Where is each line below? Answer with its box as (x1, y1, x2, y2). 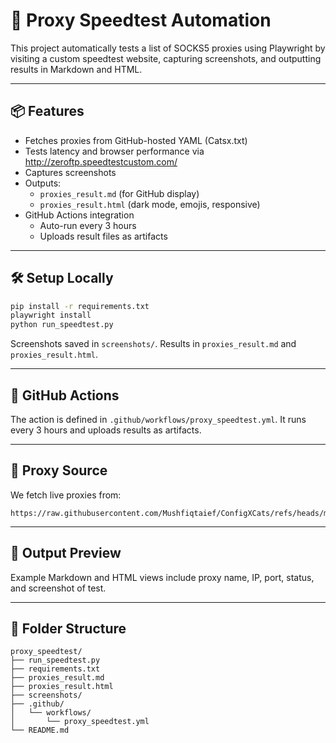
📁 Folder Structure (10, 620, 127, 638)
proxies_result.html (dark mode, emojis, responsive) (39, 198, 261, 210)
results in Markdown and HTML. (10, 63, 143, 75)
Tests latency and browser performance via (24, 145, 205, 157)
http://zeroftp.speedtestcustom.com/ (24, 155, 178, 168)
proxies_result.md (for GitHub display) (39, 187, 200, 199)
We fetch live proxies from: (10, 489, 122, 501)
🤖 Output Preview (10, 545, 122, 562)
